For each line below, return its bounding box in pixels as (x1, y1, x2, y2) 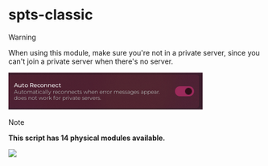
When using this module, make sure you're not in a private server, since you (8, 48, 260, 57)
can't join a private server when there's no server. (8, 56, 174, 66)
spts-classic (8, 6, 93, 24)
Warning (8, 32, 36, 42)
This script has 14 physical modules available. (8, 133, 166, 143)
